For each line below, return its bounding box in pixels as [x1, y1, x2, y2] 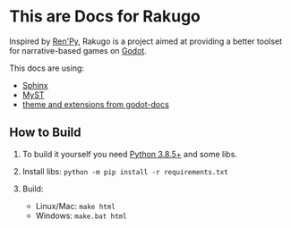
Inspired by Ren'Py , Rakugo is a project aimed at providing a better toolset [9, 36, 283, 46]
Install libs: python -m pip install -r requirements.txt [21, 165, 228, 176]
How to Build [9, 125, 82, 140]
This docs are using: [9, 63, 85, 73]
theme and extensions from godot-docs [21, 98, 170, 109]
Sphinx [21, 80, 48, 90]
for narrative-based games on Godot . [9, 45, 148, 55]
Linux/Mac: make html [35, 200, 116, 211]
